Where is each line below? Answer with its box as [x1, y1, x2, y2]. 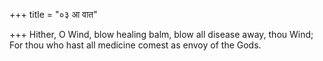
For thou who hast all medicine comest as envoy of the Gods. [9, 39, 262, 51]
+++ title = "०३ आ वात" [9, 9, 98, 20]
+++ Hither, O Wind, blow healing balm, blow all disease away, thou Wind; [9, 29, 314, 40]
